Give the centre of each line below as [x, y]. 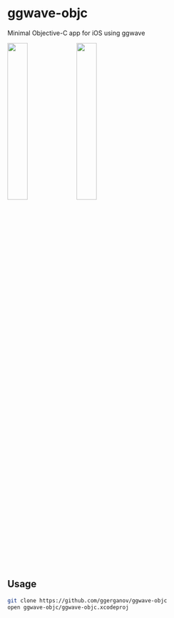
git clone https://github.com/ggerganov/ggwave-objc [87, 600]
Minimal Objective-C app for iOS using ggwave [76, 33]
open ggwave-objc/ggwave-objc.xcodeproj [68, 607]
